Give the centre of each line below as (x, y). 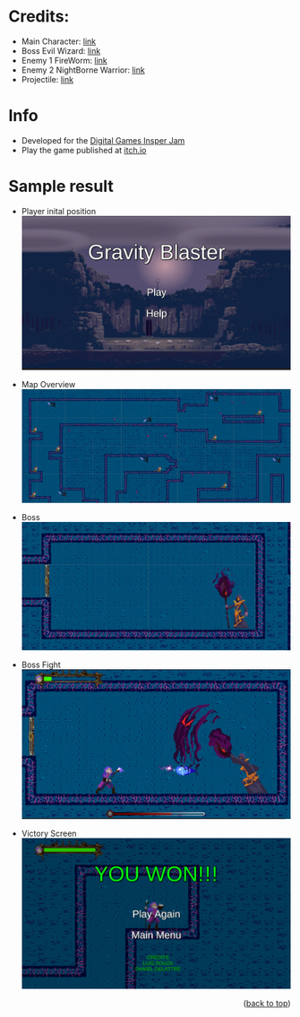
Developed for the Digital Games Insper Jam (103, 140)
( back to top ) (267, 1003)
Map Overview (48, 384)
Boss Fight (41, 665)
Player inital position (59, 211)
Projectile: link (47, 79)
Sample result (61, 187)
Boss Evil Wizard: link (61, 50)
